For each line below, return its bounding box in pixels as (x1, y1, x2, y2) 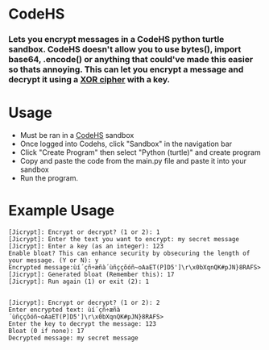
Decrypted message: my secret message (8, 334, 139, 342)
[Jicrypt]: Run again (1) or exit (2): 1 (8, 277, 150, 285)
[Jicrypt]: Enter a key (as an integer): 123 (8, 242, 163, 250)
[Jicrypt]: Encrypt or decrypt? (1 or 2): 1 (8, 227, 160, 236)
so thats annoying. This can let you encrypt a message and (8, 64, 244, 75)
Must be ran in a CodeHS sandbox (19, 131, 134, 140)
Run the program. (19, 173, 79, 183)
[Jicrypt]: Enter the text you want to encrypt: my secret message (8, 235, 240, 243)
